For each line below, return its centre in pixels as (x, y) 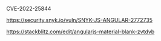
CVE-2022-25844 (29, 9)
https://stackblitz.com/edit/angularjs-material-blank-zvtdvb (80, 31)
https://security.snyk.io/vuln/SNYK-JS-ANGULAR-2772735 (80, 20)
